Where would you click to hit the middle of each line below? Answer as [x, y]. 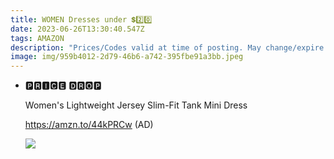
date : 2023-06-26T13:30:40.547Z [77, 29]
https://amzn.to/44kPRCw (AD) [89, 125]
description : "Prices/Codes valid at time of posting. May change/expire [167, 47]
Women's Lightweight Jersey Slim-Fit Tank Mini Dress [136, 105]
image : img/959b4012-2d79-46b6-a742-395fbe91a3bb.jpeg [127, 57]
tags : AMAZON [37, 38]
